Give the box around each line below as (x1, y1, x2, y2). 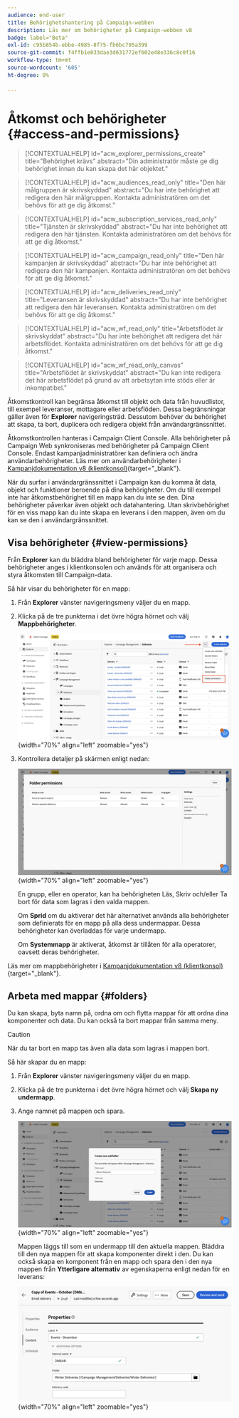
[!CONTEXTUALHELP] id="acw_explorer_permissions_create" (24, 150, 206, 158)
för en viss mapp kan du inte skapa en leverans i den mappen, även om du (7, 508, 225, 517)
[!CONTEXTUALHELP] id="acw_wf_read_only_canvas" (24, 361, 184, 370)
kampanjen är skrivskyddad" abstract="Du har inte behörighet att (24, 259, 217, 267)
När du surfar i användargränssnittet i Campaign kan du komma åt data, (7, 478, 217, 487)
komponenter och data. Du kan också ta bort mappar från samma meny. (7, 1016, 219, 1025)
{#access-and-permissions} (7, 125, 180, 142)
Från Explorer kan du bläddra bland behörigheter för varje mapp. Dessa (7, 556, 218, 564)
